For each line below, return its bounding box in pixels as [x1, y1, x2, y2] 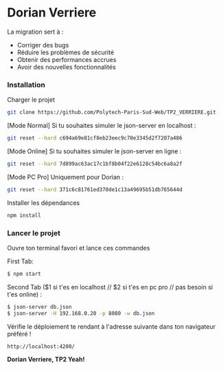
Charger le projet [7, 96, 55, 104]
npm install [7, 212, 41, 219]
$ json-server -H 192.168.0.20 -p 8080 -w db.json [7, 309, 155, 317]
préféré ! [7, 329, 32, 338]
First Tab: [7, 257, 34, 265]
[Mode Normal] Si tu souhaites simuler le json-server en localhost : [7, 122, 197, 130]
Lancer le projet [7, 228, 60, 238]
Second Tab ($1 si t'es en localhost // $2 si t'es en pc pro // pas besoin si [7, 283, 213, 291]
